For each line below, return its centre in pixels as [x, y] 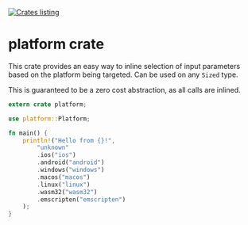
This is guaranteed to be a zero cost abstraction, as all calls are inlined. [124, 90]
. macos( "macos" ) [64, 177]
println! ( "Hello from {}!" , [69, 140]
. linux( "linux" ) [64, 185]
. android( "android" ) [71, 162]
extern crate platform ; [48, 104]
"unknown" [53, 148]
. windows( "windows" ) [71, 170]
